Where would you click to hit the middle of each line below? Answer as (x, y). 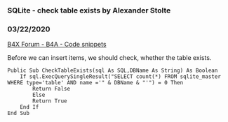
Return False (52, 89)
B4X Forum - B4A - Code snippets (57, 45)
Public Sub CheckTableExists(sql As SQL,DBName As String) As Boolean (113, 71)
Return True (50, 101)
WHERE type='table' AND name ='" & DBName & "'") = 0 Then (95, 83)
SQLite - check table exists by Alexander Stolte (89, 10)
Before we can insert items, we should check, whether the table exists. (109, 58)
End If (29, 107)
